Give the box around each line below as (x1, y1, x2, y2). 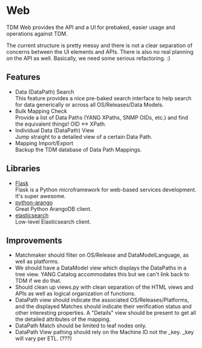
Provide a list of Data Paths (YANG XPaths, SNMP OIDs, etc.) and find (15, 114, 189, 121)
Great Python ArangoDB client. (15, 205, 92, 212)
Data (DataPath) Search (15, 88, 74, 95)
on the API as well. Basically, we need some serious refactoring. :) (6, 54, 171, 62)
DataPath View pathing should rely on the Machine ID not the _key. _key (15, 329, 194, 336)
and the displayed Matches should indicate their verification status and (15, 303, 192, 310)
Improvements (6, 235, 62, 245)
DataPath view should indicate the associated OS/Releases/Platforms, (15, 297, 189, 304)
